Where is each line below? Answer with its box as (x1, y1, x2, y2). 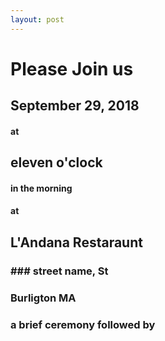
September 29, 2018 (10, 97, 140, 115)
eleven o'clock (10, 154, 103, 171)
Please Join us (10, 57, 134, 80)
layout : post (10, 14, 65, 25)
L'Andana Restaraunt (10, 234, 143, 251)
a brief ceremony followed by (10, 317, 156, 331)
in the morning (10, 182, 73, 194)
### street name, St (10, 264, 109, 278)
